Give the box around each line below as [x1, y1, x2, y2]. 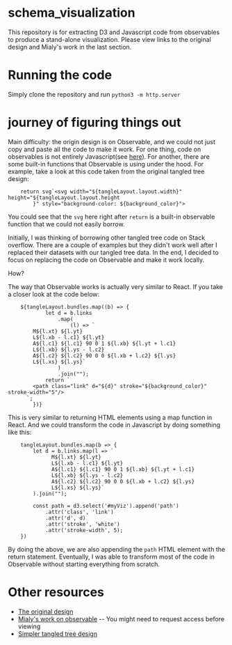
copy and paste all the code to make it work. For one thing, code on [8, 145, 201, 153]
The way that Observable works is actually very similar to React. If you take [8, 282, 224, 290]
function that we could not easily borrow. [8, 219, 125, 228]
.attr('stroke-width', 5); [44, 527, 124, 534]
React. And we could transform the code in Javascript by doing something [8, 420, 221, 429]
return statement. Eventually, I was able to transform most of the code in [8, 552, 215, 561]
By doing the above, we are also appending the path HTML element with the [8, 545, 225, 553]
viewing [17, 622, 41, 630]
